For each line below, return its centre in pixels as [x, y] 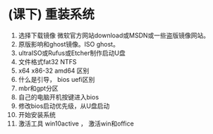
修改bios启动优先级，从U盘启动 [64, 106]
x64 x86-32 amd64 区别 [54, 71]
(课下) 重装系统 [51, 14]
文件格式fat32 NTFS [47, 61]
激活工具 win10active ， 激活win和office [76, 123]
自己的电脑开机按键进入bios [59, 97]
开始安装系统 [37, 114]
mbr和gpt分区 [38, 88]
